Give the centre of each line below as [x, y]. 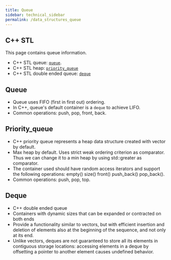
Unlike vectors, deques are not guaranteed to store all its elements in [85, 241]
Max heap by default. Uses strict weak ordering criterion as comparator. [89, 152]
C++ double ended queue [40, 208]
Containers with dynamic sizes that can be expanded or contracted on [87, 213]
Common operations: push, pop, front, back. [59, 113]
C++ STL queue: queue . [37, 63]
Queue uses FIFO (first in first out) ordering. [59, 102]
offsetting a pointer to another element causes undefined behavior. [83, 251]
